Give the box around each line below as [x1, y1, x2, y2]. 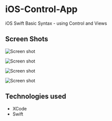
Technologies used [5, 92, 66, 101]
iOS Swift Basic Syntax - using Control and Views [5, 20, 107, 26]
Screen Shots [5, 35, 49, 43]
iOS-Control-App [5, 4, 78, 15]
